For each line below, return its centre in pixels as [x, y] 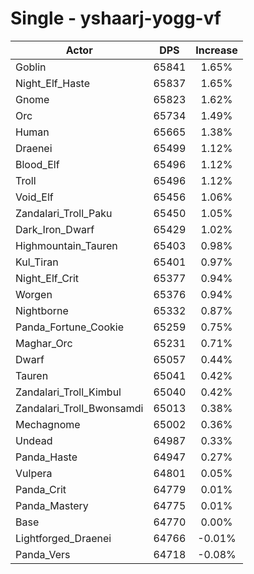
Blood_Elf [37, 164]
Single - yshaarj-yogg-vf [116, 18]
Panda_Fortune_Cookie [69, 327]
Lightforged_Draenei [63, 538]
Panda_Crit [41, 489]
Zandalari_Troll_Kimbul [68, 392]
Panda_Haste [46, 457]
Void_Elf [34, 197]
